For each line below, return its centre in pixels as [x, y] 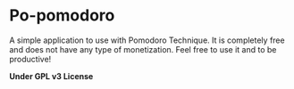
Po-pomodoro [62, 16]
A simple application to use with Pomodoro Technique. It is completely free [147, 40]
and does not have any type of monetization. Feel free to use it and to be [143, 49]
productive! [30, 59]
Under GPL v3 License [51, 76]
